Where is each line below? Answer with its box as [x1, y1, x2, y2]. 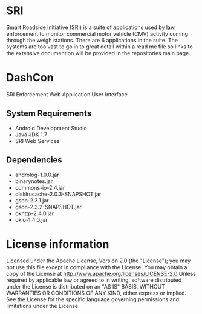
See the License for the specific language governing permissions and [6, 296, 180, 303]
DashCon [6, 71, 54, 85]
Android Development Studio [15, 124, 88, 132]
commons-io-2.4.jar [15, 184, 65, 191]
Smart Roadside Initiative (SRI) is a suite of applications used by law [6, 24, 175, 31]
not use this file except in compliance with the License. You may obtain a [6, 264, 187, 271]
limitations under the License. [6, 302, 80, 310]
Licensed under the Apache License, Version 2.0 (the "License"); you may [6, 257, 191, 264]
